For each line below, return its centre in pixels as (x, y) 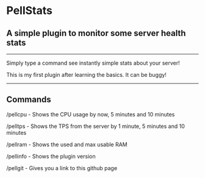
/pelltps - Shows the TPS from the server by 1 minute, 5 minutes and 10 (95, 126)
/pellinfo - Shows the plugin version (51, 156)
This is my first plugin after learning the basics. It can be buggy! (86, 75)
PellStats (30, 11)
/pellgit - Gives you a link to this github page (62, 168)
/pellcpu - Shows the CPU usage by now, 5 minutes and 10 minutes (91, 114)
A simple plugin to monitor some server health (96, 33)
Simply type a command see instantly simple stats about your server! (93, 63)
